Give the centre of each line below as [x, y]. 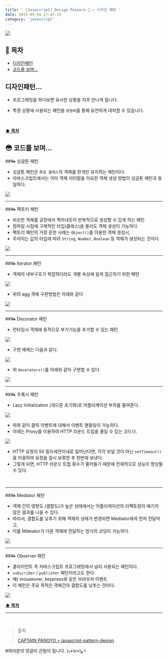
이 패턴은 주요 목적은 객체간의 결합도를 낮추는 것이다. [64, 585]
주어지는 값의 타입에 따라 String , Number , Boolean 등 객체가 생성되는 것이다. [86, 238]
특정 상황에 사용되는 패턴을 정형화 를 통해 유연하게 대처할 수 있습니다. [78, 110]
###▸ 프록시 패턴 [22, 394]
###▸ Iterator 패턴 [23, 263]
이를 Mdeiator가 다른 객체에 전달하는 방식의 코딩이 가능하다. [71, 531]
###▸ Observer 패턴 [25, 556]
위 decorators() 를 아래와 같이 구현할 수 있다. [56, 370]
